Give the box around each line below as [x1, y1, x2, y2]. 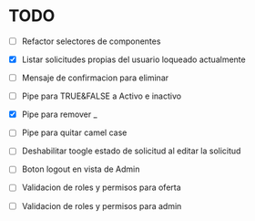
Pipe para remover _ [21, 109, 97, 120]
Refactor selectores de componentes [21, 36, 161, 47]
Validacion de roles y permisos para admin [21, 200, 182, 211]
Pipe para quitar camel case [21, 127, 127, 138]
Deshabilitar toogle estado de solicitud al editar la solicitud [21, 145, 241, 156]
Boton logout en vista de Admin [21, 163, 140, 174]
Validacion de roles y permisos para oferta [21, 182, 181, 193]
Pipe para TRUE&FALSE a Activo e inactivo [21, 90, 182, 101]
